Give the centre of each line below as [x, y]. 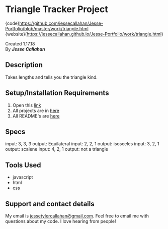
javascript [23, 177]
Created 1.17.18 [20, 43]
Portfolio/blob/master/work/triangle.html [47, 28]
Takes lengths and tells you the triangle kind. [52, 77]
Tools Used [23, 165]
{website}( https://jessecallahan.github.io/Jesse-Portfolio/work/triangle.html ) [84, 34]
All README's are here [36, 116]
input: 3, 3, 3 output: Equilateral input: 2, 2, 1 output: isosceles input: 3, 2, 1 [82, 144]
